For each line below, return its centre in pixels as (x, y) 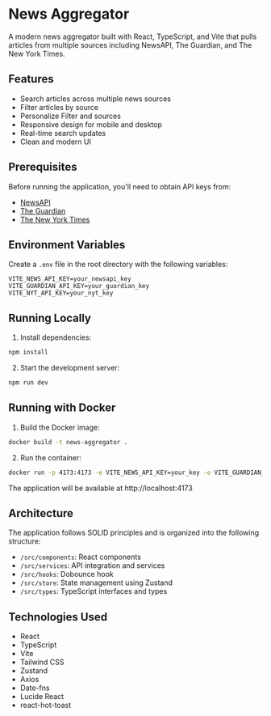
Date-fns (35, 688)
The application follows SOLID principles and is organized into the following (134, 533)
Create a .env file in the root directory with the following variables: (118, 265)
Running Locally (50, 318)
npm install (28, 353)
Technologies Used (58, 617)
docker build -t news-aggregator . (68, 442)
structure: (25, 541)
